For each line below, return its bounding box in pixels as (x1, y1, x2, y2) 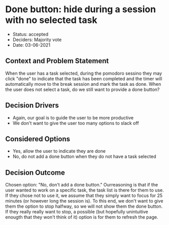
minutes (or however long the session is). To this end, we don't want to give (5, 198, 163, 204)
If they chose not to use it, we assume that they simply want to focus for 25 (5, 192, 163, 199)
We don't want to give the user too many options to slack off (12, 120, 139, 126)
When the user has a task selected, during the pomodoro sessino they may (5, 70, 162, 76)
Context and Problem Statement (5, 57, 109, 66)
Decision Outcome (5, 168, 65, 177)
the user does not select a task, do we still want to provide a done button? (5, 86, 160, 92)
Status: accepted (12, 31, 49, 37)
